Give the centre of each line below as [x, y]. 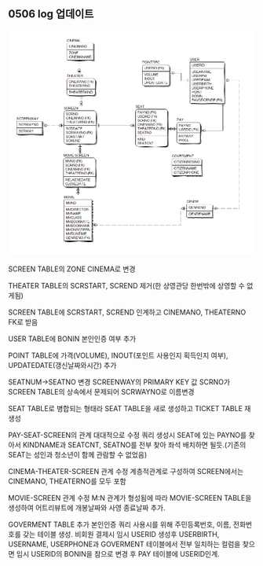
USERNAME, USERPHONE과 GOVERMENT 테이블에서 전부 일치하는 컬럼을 [124, 544]
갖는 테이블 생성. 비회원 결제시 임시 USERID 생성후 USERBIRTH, [121, 534]
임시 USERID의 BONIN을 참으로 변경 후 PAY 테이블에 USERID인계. [118, 553]
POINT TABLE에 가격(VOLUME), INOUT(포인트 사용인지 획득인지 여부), [118, 355]
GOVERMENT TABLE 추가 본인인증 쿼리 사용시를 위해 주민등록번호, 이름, [120, 524]
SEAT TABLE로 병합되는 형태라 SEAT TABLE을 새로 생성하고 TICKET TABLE [126, 408]
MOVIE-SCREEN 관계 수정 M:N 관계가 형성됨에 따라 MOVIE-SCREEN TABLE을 [130, 498]
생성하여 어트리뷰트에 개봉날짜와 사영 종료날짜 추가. [87, 507]
